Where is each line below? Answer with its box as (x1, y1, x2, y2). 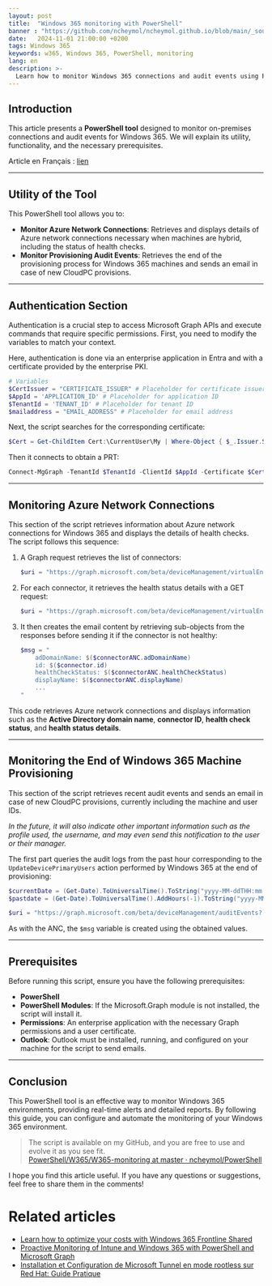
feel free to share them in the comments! (8, 1179, 144, 1189)
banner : (8, 27, 38, 35)
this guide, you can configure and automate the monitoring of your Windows (8, 1113, 263, 1122)
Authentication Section (8, 299, 128, 313)
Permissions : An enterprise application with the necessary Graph (19, 1018, 240, 1028)
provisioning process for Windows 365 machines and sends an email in (19, 259, 258, 269)
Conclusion (8, 1075, 68, 1088)
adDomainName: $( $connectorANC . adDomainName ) (35, 654, 192, 662)
